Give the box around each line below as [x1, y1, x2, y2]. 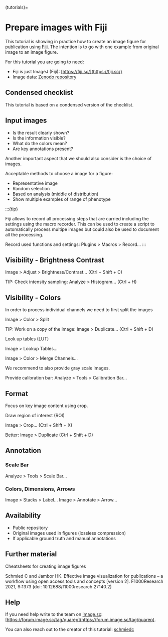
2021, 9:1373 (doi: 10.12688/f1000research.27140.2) [5, 583, 112, 589]
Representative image [12, 180, 58, 186]
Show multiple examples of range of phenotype [12, 196, 111, 202]
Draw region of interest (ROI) [5, 413, 65, 418]
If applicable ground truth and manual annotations [12, 535, 116, 541]
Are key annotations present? [12, 146, 74, 152]
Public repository [12, 525, 48, 531]
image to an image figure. [5, 49, 58, 55]
